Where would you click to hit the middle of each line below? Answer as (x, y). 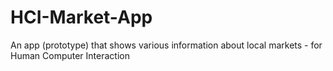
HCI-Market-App (81, 17)
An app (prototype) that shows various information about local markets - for (166, 45)
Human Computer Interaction (70, 55)
